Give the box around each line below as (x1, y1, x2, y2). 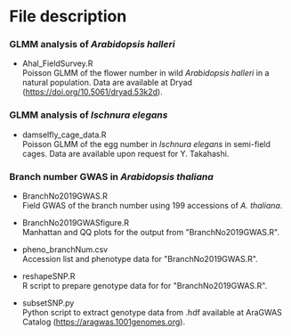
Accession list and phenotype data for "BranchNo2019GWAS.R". (21, 254, 258, 265)
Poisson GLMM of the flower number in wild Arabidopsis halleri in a (21, 68, 270, 78)
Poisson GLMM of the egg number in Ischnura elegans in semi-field (21, 138, 271, 149)
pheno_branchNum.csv (21, 244, 109, 255)
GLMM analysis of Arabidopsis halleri (9, 38, 175, 51)
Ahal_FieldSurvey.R (21, 58, 93, 69)
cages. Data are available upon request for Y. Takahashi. (21, 148, 230, 159)
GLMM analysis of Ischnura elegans (9, 109, 168, 121)
